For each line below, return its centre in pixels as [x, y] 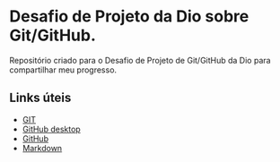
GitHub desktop [51, 129]
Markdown [42, 148]
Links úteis [40, 98]
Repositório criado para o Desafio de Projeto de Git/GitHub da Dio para [140, 60]
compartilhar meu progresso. [63, 70]
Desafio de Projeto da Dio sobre [129, 17]
